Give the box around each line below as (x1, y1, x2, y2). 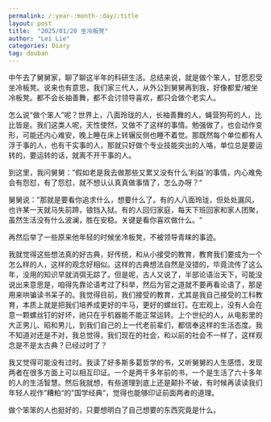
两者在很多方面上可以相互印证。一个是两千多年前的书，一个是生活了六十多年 (8, 368, 263, 377)
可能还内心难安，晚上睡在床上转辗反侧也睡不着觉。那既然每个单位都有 (22, 130, 256, 140)
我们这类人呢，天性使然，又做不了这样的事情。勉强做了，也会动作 (35, 120, 256, 129)
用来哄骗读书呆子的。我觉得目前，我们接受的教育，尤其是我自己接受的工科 (8, 290, 256, 299)
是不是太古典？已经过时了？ (15, 340, 107, 350)
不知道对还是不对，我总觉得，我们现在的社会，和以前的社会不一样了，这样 (8, 331, 256, 340)
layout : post (8, 19, 52, 27)
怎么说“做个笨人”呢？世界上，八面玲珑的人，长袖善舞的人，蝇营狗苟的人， (8, 110, 256, 120)
